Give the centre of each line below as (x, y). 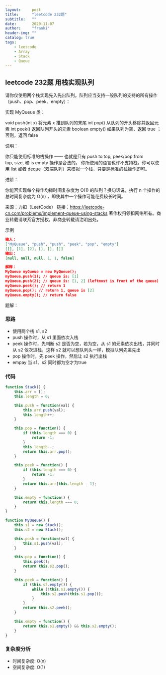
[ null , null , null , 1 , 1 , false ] (40, 258)
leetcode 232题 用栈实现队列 (50, 82)
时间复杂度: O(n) (29, 661)
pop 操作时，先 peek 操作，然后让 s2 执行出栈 (60, 356)
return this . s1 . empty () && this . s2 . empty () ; (70, 626)
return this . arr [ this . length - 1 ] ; (60, 484)
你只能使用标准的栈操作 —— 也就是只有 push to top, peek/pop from (74, 157)
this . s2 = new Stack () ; (39, 530)
